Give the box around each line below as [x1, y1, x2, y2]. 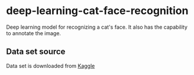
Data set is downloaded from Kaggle [6, 62, 95, 69]
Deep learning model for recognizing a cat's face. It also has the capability [6, 23, 188, 30]
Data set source [6, 47, 66, 57]
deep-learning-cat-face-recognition [6, 4, 189, 18]
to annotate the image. [6, 29, 61, 36]
